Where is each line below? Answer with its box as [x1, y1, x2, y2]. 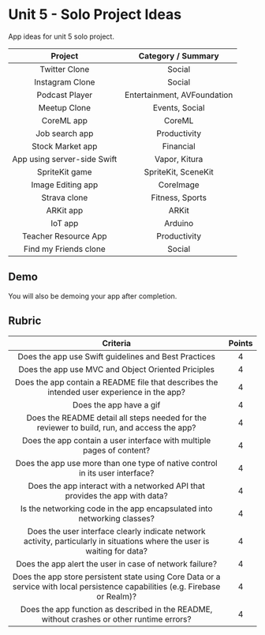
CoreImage [158, 179, 200, 190]
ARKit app [46, 205, 84, 216]
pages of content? [82, 445, 151, 456]
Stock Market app [31, 141, 98, 152]
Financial [162, 141, 196, 152]
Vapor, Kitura [155, 153, 203, 164]
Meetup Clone [38, 102, 91, 113]
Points [228, 337, 253, 348]
